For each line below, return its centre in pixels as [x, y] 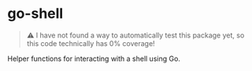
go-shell [35, 14]
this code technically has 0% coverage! [91, 43]
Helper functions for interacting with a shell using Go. [94, 59]
